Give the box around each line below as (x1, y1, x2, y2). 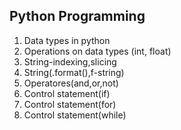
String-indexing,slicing (23, 55, 117, 68)
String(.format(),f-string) (23, 66, 125, 78)
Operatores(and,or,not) (23, 77, 119, 89)
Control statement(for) (23, 98, 117, 110)
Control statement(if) (23, 87, 111, 99)
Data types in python (23, 34, 111, 46)
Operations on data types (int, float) (23, 45, 172, 57)
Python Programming (9, 8, 146, 25)
